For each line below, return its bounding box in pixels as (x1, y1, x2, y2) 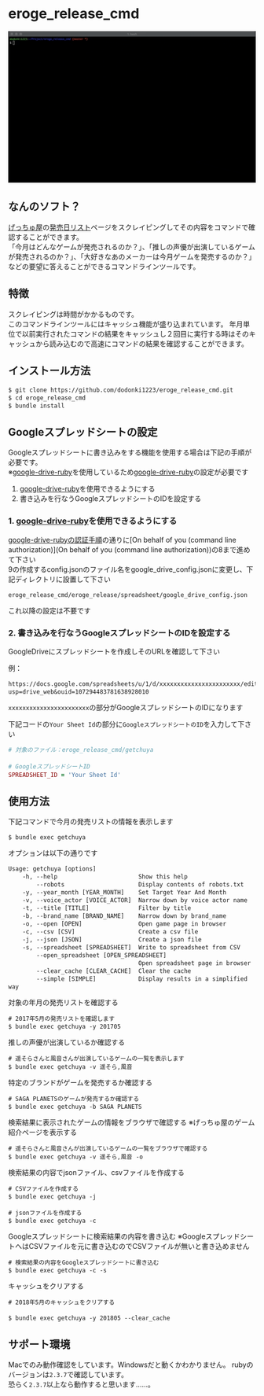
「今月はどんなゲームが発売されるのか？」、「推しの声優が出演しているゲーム (8, 241, 255, 252)
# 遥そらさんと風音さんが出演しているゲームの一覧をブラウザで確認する (8, 1145, 208, 1153)
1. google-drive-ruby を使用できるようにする (8, 516, 178, 527)
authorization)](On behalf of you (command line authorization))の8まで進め (8, 544, 251, 554)
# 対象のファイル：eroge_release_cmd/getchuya (8, 746, 154, 753)
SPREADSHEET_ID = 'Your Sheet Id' (8, 771, 122, 779)
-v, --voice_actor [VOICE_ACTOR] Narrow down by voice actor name (22, 897, 247, 904)
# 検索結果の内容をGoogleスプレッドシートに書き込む (8, 1259, 159, 1267)
